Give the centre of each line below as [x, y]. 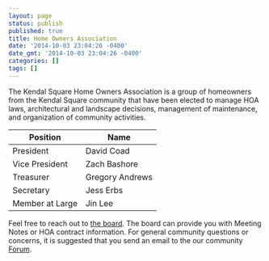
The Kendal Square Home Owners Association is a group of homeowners [130, 91]
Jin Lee [99, 203]
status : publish [36, 23]
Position [45, 137]
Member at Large [45, 203]
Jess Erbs [104, 190]
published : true [36, 31]
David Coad [108, 150]
